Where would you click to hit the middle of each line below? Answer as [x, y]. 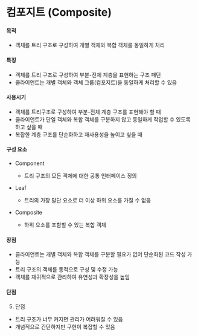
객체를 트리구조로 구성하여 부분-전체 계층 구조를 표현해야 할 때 [88, 112]
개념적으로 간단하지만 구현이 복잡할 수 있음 [65, 327]
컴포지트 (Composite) [59, 12]
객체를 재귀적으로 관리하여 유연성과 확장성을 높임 [72, 277]
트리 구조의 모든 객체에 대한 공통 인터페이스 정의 [80, 176]
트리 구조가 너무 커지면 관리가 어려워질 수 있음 [69, 319]
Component [30, 163]
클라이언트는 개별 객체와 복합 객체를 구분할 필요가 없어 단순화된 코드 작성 [100, 254]
